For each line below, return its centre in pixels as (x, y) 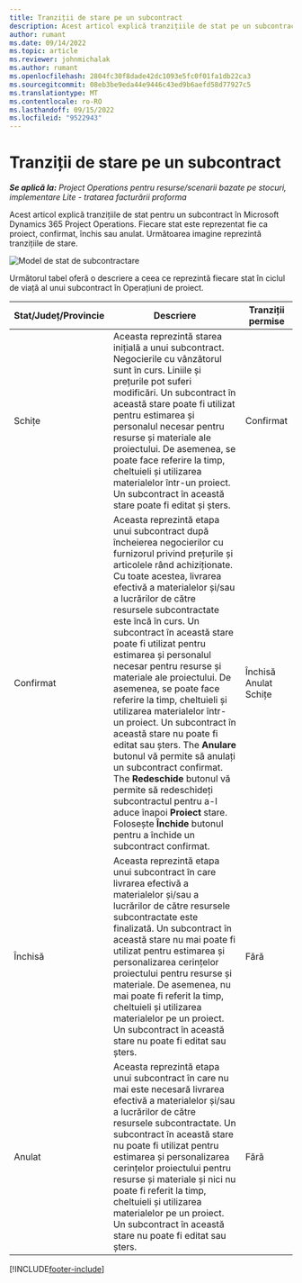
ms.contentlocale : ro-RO (56, 101)
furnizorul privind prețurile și (173, 554)
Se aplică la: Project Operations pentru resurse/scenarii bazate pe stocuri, (148, 188)
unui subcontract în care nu (171, 1079)
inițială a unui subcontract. (169, 348)
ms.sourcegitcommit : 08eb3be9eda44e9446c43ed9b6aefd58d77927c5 (130, 85)
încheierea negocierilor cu (168, 543)
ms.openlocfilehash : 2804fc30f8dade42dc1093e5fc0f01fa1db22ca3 (130, 77)
